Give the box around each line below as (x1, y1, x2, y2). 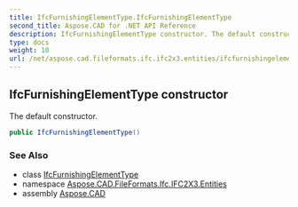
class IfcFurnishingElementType (21, 169, 139, 179)
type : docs (9, 37, 50, 47)
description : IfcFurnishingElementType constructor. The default (9, 29, 255, 38)
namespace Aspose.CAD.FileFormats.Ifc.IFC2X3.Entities (21, 179, 228, 189)
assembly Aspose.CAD (21, 187, 106, 198)
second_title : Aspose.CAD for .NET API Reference (9, 21, 197, 30)
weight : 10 (9, 46, 50, 55)
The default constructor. (9, 110, 98, 121)
